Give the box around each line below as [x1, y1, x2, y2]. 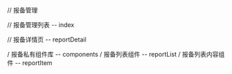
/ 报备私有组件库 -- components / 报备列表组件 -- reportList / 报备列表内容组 [7, 50, 225, 58]
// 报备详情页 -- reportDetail [7, 35, 87, 44]
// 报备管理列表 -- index [7, 21, 75, 29]
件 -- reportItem [7, 59, 53, 67]
